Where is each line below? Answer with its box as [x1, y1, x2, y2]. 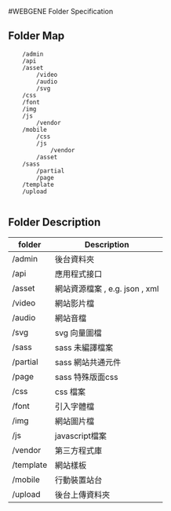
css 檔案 [54, 386, 86, 397]
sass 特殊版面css [54, 371, 118, 382]
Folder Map [8, 29, 65, 42]
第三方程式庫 [54, 445, 103, 456]
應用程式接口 [54, 268, 103, 279]
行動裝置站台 [54, 474, 103, 485]
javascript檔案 [54, 430, 107, 441]
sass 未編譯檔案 [54, 341, 114, 352]
